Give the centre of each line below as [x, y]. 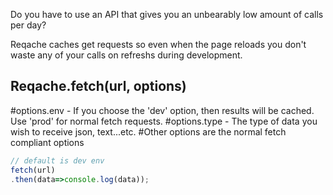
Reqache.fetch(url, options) [98, 86]
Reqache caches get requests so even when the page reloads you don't [158, 44]
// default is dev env [57, 160]
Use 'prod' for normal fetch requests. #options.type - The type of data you [164, 121]
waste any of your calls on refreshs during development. [126, 55]
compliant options [47, 142]
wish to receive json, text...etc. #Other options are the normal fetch [148, 131]
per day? [28, 25]
